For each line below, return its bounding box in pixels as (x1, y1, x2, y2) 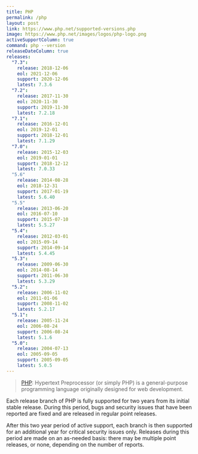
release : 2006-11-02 (17, 289, 69, 296)
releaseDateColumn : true (6, 48, 69, 54)
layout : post (6, 20, 39, 26)
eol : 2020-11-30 (17, 98, 58, 104)
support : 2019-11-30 (17, 104, 69, 110)
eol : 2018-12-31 (17, 183, 58, 189)
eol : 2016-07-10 (17, 211, 58, 217)
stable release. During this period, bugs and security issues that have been (6, 403, 192, 411)
